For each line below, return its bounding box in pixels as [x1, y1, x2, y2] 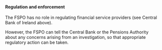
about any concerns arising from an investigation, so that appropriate [5, 34, 146, 40]
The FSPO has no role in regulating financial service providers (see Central [5, 15, 157, 20]
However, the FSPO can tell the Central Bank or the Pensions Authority [5, 29, 149, 35]
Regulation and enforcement [5, 4, 65, 10]
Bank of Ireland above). [5, 20, 53, 26]
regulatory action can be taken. [5, 39, 69, 46]
